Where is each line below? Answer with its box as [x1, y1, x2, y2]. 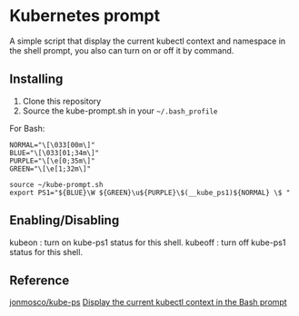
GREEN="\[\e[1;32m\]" [9, 164, 92, 173]
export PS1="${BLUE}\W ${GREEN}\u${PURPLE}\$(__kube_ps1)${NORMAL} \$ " [9, 188, 291, 197]
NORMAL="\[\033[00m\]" [9, 140, 95, 150]
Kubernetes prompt [9, 5, 161, 26]
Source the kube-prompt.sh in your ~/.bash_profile [22, 105, 218, 116]
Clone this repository [22, 95, 102, 106]
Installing [9, 72, 64, 87]
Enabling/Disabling [9, 212, 120, 228]
